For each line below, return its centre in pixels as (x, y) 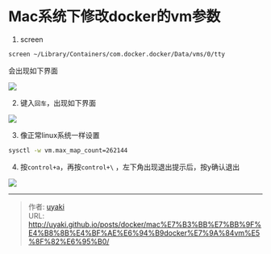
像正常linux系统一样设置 (60, 135)
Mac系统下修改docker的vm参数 (115, 17)
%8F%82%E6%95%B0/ (69, 241)
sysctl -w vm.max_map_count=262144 (68, 150)
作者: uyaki (46, 206)
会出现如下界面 (33, 70)
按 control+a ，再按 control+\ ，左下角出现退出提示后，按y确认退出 (130, 167)
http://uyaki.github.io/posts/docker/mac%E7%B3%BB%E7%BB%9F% (145, 224)
